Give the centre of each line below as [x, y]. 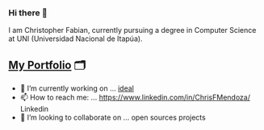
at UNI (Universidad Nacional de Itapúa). [75, 39]
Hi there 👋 [28, 13]
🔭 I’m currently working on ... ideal [77, 88]
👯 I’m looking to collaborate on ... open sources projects [113, 118]
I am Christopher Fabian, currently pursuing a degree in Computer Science [132, 30]
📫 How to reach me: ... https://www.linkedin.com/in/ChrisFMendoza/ [135, 97]
